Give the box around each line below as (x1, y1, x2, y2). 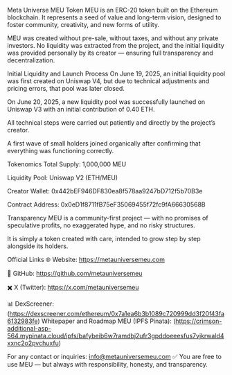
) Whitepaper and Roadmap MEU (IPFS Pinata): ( (37, 317, 176, 325)
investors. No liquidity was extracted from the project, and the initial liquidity (7, 42, 225, 49)
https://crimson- (175, 317, 222, 325)
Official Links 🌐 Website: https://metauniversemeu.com (7, 256, 165, 263)
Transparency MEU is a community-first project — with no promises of (7, 214, 209, 222)
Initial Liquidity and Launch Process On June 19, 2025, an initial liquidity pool (7, 69, 226, 78)
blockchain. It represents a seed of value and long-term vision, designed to (7, 13, 222, 21)
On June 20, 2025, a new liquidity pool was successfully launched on (7, 98, 206, 106)
